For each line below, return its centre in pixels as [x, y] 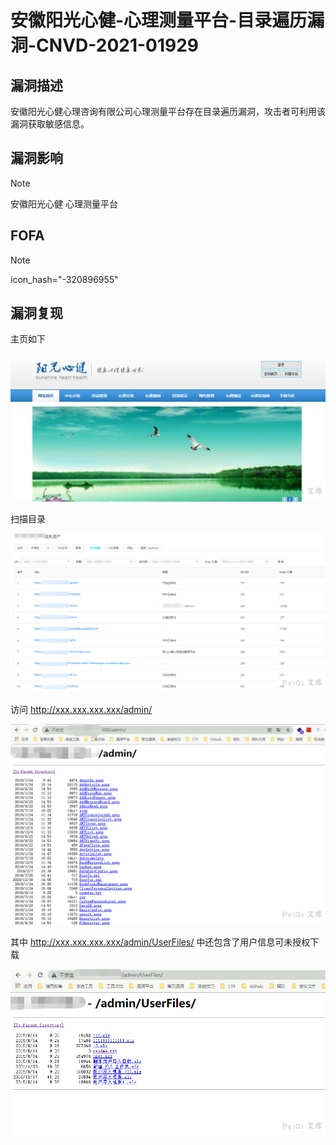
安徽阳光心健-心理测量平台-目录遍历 [159, 20]
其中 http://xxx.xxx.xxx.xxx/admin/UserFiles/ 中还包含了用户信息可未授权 [160, 942]
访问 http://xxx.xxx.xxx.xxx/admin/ [81, 710]
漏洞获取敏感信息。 [50, 124]
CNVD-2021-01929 [118, 45]
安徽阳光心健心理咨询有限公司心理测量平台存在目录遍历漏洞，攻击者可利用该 [168, 111]
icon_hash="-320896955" [64, 279]
